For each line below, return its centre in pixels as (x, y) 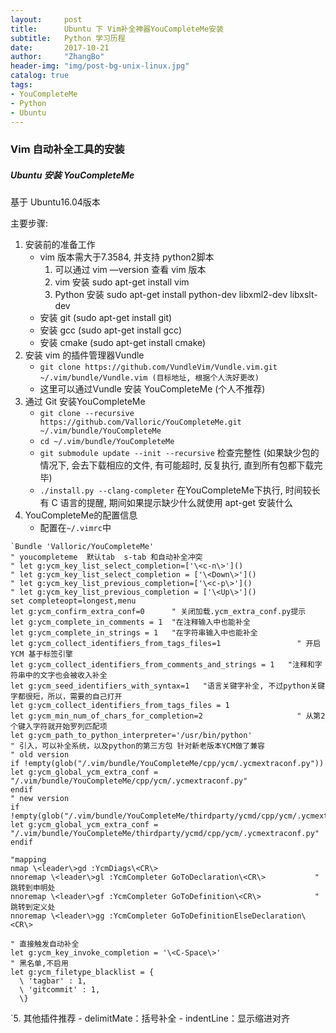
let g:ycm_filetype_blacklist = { (82, 972)
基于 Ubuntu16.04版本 (55, 202)
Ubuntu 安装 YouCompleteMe (72, 175)
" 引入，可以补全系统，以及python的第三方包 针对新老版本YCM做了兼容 (137, 746)
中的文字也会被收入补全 (66, 676)
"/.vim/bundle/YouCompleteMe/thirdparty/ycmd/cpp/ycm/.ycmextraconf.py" (165, 834)
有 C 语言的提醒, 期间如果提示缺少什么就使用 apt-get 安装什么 (166, 503)
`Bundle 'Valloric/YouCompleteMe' (82, 547)
